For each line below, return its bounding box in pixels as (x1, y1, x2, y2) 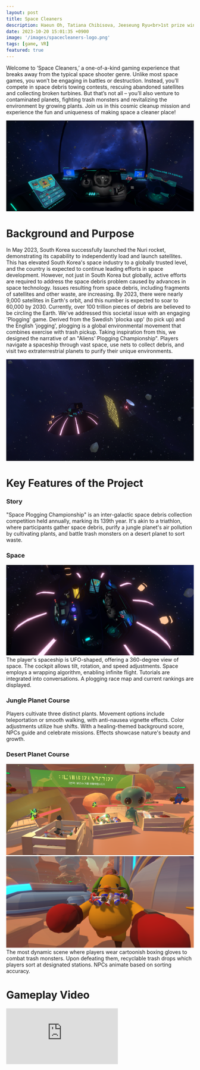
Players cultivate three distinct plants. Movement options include (6, 710, 165, 717)
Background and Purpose (6, 227, 135, 240)
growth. (6, 735, 26, 742)
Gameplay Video (6, 988, 90, 1002)
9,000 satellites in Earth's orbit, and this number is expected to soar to (6, 297, 179, 304)
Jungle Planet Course (6, 696, 70, 705)
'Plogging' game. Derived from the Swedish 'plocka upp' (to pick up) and (6, 316, 185, 323)
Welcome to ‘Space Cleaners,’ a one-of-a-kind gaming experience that (6, 64, 180, 71)
